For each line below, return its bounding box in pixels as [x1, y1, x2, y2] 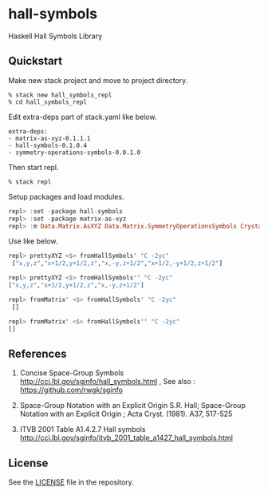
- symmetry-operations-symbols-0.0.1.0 [8, 148, 141, 156]
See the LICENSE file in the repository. [8, 477, 134, 487]
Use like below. [8, 236, 58, 246]
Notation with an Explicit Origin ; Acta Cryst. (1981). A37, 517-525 [19, 409, 233, 419]
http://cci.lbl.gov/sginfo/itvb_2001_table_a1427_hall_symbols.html [19, 433, 234, 443]
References [8, 346, 67, 360]
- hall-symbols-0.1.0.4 [8, 141, 88, 149]
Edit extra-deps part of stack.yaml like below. [8, 112, 157, 121]
